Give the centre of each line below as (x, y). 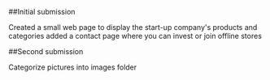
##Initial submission (42, 12)
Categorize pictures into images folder (73, 67)
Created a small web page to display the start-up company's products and (133, 27)
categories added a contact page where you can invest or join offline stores (135, 36)
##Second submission (46, 51)
